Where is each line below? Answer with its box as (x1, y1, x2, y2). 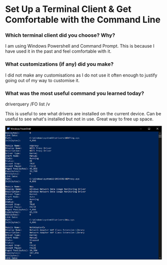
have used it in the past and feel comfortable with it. (5, 48, 112, 54)
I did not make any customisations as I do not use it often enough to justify (5, 72, 158, 78)
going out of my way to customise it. (5, 77, 80, 83)
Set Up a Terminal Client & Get (5, 3, 132, 15)
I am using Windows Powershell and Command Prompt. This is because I (5, 43, 155, 49)
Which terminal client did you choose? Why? (5, 32, 115, 39)
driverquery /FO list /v (5, 101, 51, 107)
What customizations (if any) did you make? (5, 61, 114, 68)
